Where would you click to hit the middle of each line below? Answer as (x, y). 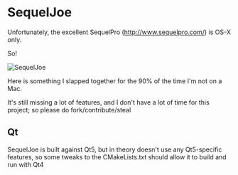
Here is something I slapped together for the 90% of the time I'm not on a (115, 81)
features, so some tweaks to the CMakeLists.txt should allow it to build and (117, 157)
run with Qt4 (26, 164)
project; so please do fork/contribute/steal (69, 110)
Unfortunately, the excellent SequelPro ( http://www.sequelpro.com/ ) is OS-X (119, 32)
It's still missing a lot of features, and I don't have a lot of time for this (108, 102)
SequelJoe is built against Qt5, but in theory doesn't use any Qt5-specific (115, 149)
